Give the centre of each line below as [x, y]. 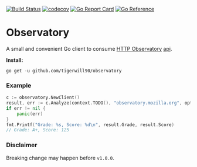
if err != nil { [26, 108]
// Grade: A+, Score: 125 [38, 130]
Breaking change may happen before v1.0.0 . [60, 158]
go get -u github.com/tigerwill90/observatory [64, 71]
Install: [15, 60]
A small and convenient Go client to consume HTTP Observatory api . [89, 48]
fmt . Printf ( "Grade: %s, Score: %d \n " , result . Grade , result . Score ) [90, 125]
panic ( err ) [30, 114]
